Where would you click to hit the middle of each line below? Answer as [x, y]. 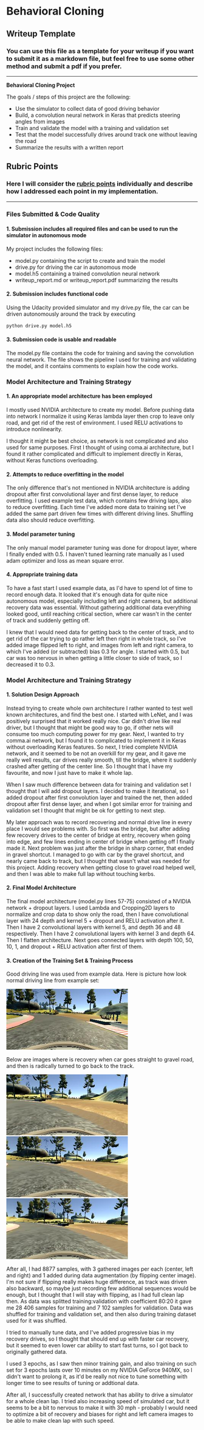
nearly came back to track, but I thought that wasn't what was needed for [98, 861]
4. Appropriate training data [42, 574]
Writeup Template [41, 34]
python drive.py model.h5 [39, 326]
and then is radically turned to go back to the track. [70, 1066]
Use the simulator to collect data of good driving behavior [87, 108]
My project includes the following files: [55, 249]
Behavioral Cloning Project [41, 85]
